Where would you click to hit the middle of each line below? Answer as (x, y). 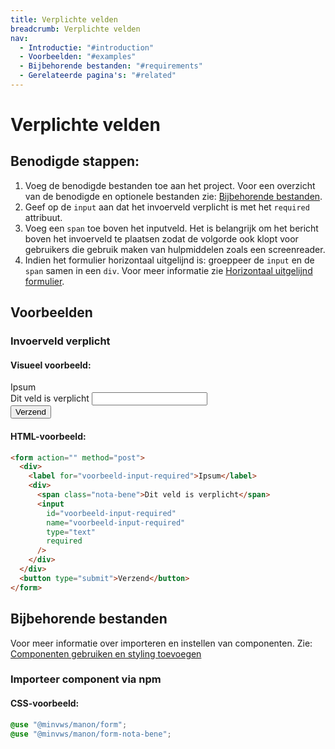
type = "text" (71, 532)
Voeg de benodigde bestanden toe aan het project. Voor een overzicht (170, 185)
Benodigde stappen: (75, 161)
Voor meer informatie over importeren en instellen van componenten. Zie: (161, 643)
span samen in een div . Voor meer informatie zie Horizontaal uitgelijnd (168, 270)
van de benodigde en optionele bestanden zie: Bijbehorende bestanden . (173, 196)
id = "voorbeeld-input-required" (111, 513)
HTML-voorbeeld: (48, 436)
